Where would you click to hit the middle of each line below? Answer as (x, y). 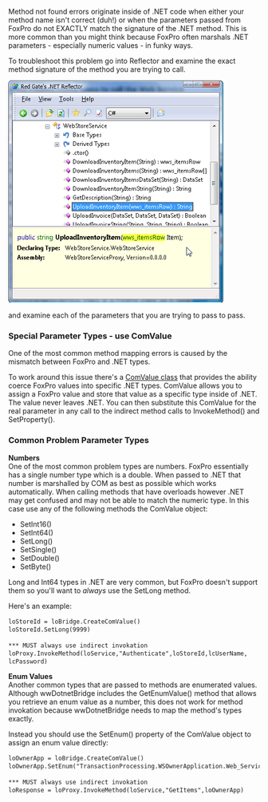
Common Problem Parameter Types (79, 441)
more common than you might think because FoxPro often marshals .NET (128, 37)
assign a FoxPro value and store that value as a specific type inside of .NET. (133, 394)
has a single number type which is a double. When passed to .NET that (125, 475)
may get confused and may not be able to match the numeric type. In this (129, 500)
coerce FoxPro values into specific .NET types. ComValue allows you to (125, 385)
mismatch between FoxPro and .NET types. (79, 361)
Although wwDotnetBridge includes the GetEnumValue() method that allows (132, 693)
